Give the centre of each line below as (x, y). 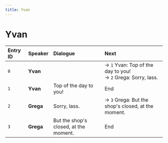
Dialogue (64, 53)
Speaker (38, 53)
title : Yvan (17, 10)
